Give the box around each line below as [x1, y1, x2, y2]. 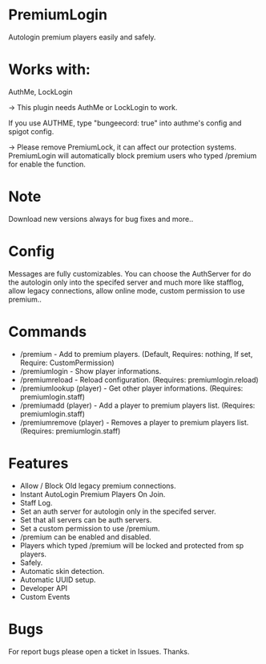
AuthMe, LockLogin [8, 87, 74, 96]
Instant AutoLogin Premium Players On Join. [19, 489, 166, 499]
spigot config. [8, 126, 54, 136]
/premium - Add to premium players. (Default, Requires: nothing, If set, [19, 349, 253, 359]
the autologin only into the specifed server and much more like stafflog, [8, 277, 244, 287]
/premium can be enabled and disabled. [19, 532, 152, 542]
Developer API [19, 583, 68, 592]
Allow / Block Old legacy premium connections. [19, 481, 176, 490]
